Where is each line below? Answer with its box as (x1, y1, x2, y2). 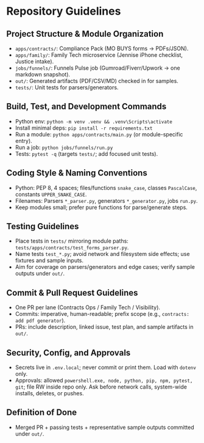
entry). (15, 137, 32, 144)
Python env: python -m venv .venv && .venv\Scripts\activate (15, 117, 172, 125)
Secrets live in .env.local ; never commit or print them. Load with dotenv (15, 364, 197, 371)
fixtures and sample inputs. (15, 257, 84, 264)
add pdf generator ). (15, 317, 66, 324)
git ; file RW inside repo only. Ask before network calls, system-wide (15, 383, 188, 390)
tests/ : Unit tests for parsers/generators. (15, 84, 119, 91)
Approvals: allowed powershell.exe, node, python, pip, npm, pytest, (15, 377, 193, 384)
